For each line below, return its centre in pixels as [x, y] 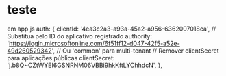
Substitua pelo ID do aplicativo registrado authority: [80, 36]
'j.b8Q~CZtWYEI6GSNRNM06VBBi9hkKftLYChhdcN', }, [85, 65]
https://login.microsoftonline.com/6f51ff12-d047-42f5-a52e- [95, 43]
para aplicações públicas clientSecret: [61, 58]
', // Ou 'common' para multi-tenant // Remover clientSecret [135, 51]
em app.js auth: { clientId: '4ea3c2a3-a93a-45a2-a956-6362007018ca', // [112, 29]
